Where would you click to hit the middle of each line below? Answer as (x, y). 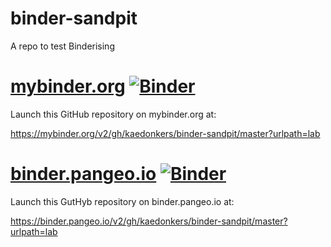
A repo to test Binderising (62, 46)
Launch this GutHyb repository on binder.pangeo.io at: (122, 201)
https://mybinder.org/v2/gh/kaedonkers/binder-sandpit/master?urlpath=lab (165, 133)
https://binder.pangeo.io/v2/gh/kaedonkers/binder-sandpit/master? (149, 221)
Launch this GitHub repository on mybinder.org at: (113, 114)
